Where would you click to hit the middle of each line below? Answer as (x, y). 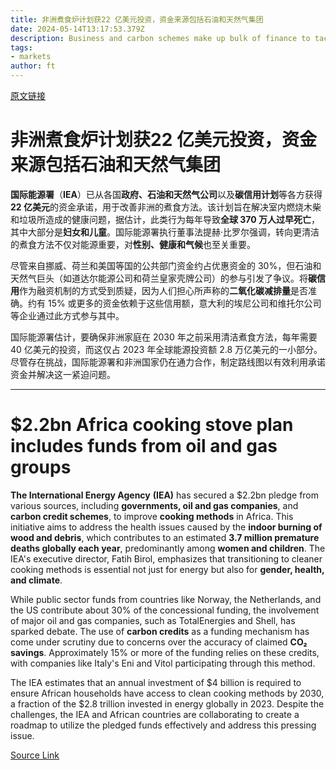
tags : (21, 47)
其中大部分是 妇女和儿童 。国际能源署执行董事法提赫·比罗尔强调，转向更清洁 (165, 232)
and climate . (36, 580)
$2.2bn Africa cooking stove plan (152, 425)
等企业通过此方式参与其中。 (67, 315)
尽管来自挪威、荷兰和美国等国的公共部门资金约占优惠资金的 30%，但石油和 (166, 265)
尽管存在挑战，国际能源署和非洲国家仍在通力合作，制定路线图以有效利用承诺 (168, 362)
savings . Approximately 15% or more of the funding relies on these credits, (165, 652)
